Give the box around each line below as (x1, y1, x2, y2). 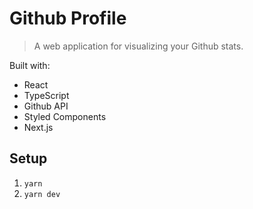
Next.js (23, 121, 54, 133)
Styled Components (23, 110, 107, 122)
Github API (23, 100, 69, 112)
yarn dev (23, 189, 61, 199)
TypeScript (23, 89, 70, 101)
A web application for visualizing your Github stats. (33, 40, 244, 52)
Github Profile (9, 7, 127, 30)
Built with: (9, 59, 51, 71)
